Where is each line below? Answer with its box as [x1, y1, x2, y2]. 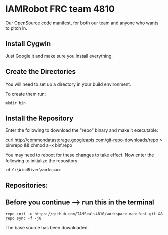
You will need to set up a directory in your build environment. [5, 81, 132, 87]
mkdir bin [5, 100, 26, 106]
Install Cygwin [5, 40, 51, 48]
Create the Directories [5, 67, 76, 76]
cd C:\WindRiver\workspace [5, 167, 62, 173]
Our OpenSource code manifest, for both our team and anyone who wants [5, 20, 159, 26]
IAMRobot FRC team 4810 [5, 3, 115, 15]
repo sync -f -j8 [5, 216, 42, 221]
